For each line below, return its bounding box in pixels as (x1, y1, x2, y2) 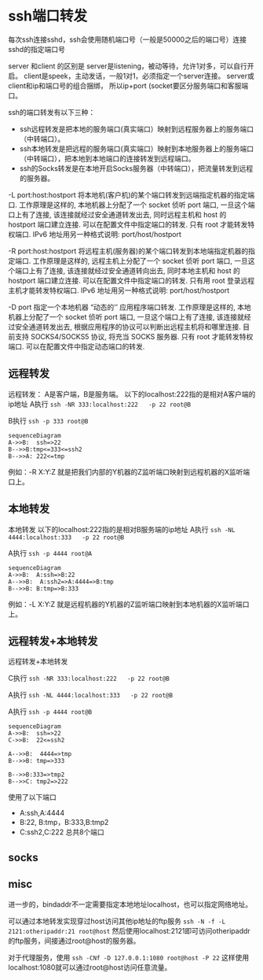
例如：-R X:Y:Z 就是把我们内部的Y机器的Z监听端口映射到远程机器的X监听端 (8, 467, 250, 476)
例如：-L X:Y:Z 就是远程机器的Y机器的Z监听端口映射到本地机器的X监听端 (8, 599, 243, 608)
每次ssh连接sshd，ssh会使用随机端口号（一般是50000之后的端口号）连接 (8, 35, 247, 44)
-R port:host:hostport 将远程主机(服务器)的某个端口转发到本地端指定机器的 (8, 246, 249, 256)
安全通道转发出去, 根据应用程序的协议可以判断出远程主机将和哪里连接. (14, 322, 242, 331)
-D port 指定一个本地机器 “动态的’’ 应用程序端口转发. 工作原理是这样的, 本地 (8, 302, 251, 312)
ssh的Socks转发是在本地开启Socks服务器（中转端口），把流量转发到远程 (19, 163, 254, 173)
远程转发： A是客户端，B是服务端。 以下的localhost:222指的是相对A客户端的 (8, 389, 256, 398)
